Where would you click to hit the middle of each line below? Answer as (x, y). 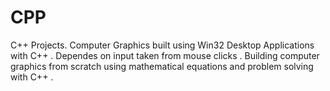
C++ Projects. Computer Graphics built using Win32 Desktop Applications (162, 45)
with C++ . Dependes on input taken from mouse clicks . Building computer (165, 55)
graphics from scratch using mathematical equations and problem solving (162, 66)
